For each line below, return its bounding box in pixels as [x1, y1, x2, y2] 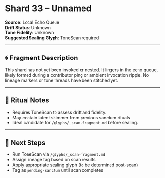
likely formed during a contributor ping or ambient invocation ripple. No [5, 72, 149, 78]
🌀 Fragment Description [5, 54, 78, 62]
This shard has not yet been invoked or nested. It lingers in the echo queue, [5, 67, 158, 73]
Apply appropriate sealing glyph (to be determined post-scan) [12, 162, 138, 168]
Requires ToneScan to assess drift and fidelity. [12, 109, 107, 115]
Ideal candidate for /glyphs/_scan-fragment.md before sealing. [12, 119, 138, 125]
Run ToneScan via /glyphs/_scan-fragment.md [12, 151, 106, 157]
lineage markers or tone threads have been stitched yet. [5, 77, 119, 83]
